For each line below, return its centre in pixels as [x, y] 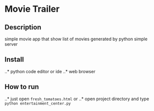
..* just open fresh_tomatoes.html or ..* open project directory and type [77, 99]
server [11, 44]
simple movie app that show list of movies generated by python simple [76, 39]
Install [14, 60]
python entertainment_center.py [38, 103]
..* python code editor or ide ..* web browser [50, 71]
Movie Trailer [32, 9]
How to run [22, 87]
